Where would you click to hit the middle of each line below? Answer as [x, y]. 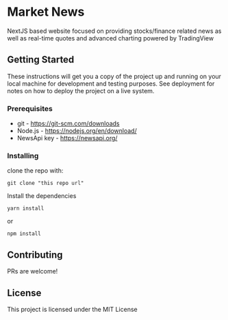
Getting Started [41, 60]
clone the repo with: [35, 171]
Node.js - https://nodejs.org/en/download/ [77, 131]
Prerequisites [30, 108]
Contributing [35, 255]
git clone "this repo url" [46, 183]
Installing [23, 156]
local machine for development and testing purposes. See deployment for [111, 84]
